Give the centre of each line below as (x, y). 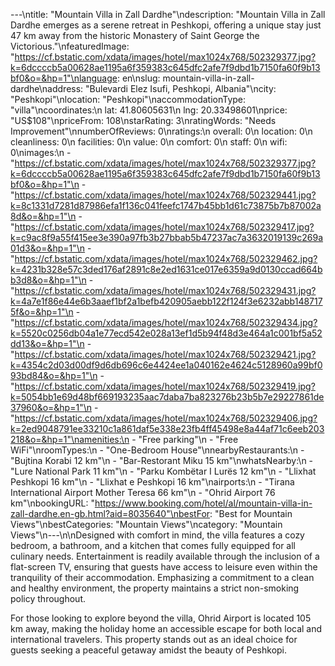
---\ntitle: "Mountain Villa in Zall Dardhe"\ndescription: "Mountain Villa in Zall (168, 14)
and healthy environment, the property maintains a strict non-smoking (155, 588)
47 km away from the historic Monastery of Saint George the (135, 35)
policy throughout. (48, 598)
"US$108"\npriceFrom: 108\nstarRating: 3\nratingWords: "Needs (143, 120)
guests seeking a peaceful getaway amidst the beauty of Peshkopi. (149, 650)
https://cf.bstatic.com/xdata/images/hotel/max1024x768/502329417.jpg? (164, 227)
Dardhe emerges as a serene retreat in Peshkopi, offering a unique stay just (166, 25)
